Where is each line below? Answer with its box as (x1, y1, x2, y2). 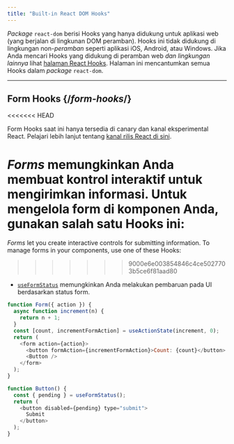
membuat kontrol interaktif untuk (7, 171, 203, 187)
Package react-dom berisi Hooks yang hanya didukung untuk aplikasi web (7, 29, 219, 38)
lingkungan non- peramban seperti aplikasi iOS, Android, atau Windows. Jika (7, 44, 226, 52)
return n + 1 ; (19, 315, 61, 322)
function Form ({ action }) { (7, 301, 92, 308)
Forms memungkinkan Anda (7, 157, 174, 173)
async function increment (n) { (13, 308, 104, 315)
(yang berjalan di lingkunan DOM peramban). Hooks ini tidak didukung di (7, 36, 216, 45)
